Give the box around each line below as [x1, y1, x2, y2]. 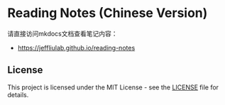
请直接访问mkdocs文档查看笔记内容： [7, 29, 118, 38]
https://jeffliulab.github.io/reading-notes [17, 43, 136, 52]
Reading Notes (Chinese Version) [7, 5, 208, 21]
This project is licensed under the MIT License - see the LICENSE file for [7, 83, 219, 92]
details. [7, 90, 29, 99]
